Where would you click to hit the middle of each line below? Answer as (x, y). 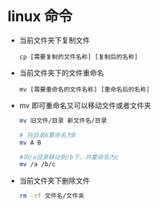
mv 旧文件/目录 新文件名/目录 (63, 120)
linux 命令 (40, 16)
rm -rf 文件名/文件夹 (52, 196)
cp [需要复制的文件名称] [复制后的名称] (78, 57)
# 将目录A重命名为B (47, 135)
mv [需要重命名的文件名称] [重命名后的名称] (84, 89)
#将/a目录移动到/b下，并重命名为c (69, 157)
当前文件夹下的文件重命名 (61, 72)
